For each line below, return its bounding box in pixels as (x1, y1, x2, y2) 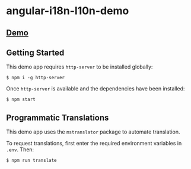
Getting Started (6, 47, 65, 57)
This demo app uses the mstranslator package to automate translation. (6, 128, 180, 135)
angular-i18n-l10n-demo (6, 4, 129, 18)
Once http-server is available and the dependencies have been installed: (6, 85, 185, 92)
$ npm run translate (6, 158, 58, 164)
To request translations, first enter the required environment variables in (6, 140, 182, 147)
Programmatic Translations (6, 112, 109, 122)
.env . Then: (6, 146, 34, 153)
